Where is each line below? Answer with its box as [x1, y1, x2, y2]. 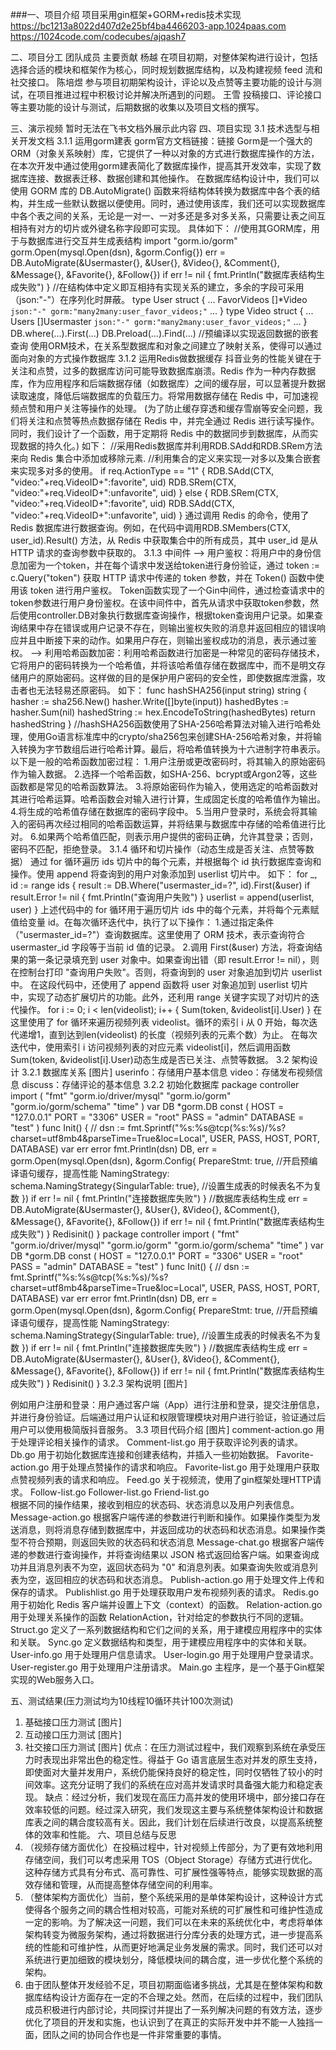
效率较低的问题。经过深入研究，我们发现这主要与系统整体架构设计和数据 [24, 1804, 323, 1815]
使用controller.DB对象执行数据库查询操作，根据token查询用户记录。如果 [18, 609, 315, 621]
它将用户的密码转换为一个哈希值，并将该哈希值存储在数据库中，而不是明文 [10, 659, 317, 671]
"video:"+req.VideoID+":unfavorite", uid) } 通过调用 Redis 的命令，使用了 [10, 509, 310, 521]
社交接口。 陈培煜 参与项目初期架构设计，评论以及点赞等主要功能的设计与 [10, 76, 313, 88]
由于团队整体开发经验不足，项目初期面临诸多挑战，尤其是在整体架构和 [24, 1979, 315, 1990]
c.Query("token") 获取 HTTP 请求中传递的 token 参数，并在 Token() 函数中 [10, 572, 316, 583]
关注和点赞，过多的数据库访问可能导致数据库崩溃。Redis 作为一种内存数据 [10, 365, 317, 377]
